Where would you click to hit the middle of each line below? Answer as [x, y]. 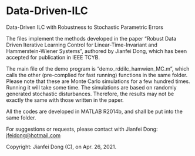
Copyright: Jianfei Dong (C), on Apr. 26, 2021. [61, 147]
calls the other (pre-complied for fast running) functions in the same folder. [97, 75]
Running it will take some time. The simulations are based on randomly [92, 87]
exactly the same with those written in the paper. [65, 100]
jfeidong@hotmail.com [33, 135]
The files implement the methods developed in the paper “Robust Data [91, 38]
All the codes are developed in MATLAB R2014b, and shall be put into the [95, 111]
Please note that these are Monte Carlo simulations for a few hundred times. [98, 81]
